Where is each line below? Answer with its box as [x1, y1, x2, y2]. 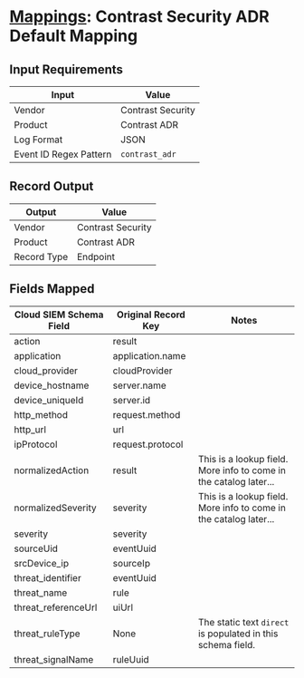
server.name [112, 379, 167, 392]
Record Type [14, 250, 69, 263]
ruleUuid [112, 653, 149, 665]
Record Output [9, 179, 94, 194]
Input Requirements [9, 62, 124, 77]
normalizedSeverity [14, 501, 97, 514]
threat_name [14, 586, 68, 599]
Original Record [116, 308, 185, 321]
